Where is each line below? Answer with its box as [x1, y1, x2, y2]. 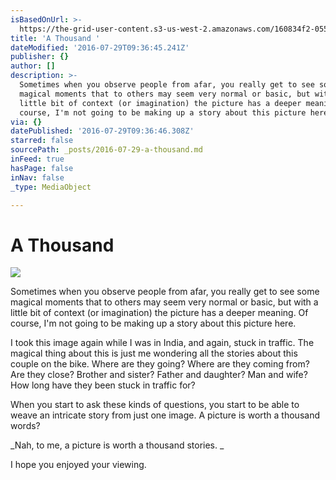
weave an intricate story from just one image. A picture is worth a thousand [10, 409, 320, 421]
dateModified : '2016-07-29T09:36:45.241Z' [10, 42, 190, 53]
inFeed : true [10, 154, 65, 164]
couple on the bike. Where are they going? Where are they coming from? [10, 358, 310, 370]
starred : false [10, 136, 74, 146]
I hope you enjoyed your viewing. [10, 459, 147, 471]
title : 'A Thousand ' [10, 33, 101, 43]
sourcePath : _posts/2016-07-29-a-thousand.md [10, 145, 203, 155]
